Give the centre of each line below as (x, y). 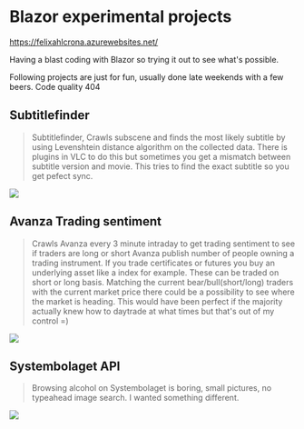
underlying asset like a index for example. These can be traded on (155, 272)
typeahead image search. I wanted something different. (135, 398)
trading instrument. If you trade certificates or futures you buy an (153, 263)
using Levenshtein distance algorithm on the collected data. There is (159, 146)
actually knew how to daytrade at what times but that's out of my (153, 311)
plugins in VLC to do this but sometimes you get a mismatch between (161, 156)
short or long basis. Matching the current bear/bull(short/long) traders (162, 282)
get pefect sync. (62, 175)
